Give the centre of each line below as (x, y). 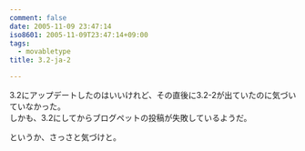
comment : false (38, 18)
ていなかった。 (37, 106)
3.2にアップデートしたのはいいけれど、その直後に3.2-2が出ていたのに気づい (153, 95)
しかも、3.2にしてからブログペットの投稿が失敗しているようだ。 (131, 118)
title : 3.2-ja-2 (40, 60)
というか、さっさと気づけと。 (65, 137)
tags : (20, 43)
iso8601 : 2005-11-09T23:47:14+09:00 (79, 35)
